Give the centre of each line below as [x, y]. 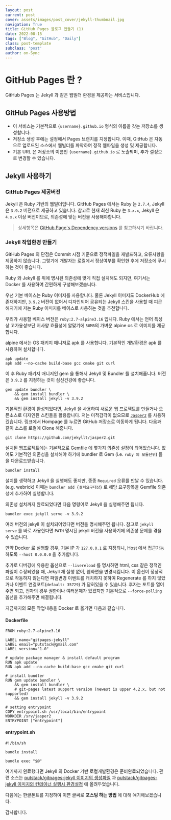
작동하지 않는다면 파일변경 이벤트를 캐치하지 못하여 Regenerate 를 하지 [85, 578]
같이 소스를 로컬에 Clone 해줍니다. [39, 428]
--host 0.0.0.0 [35, 555]
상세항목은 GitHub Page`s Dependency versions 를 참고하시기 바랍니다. [91, 227]
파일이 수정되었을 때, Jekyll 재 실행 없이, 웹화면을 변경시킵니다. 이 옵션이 [77, 572]
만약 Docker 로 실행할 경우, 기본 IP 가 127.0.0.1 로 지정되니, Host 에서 [76, 548]
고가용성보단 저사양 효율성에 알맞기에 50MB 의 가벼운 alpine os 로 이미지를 [83, 326]
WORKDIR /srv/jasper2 [28, 716]
